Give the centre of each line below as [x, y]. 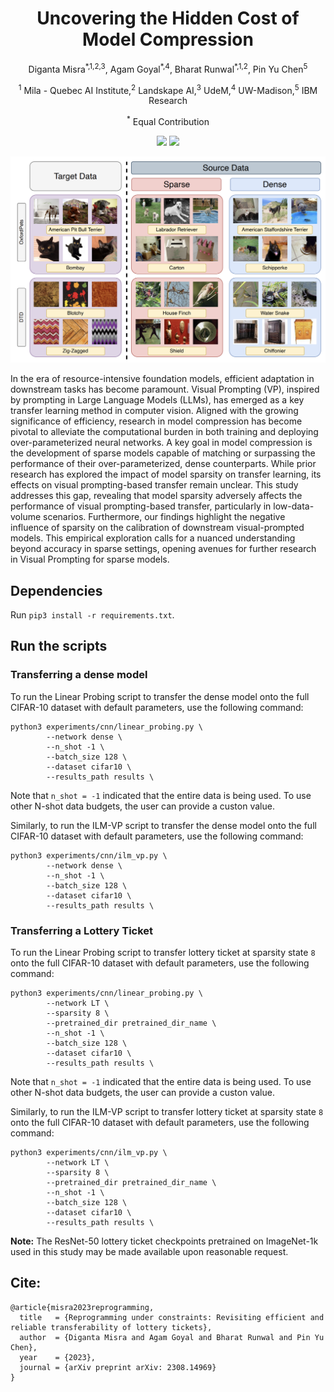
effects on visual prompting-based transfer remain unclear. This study [154, 485]
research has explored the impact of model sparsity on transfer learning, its [166, 474]
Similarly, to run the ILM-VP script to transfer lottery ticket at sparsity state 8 [167, 1111]
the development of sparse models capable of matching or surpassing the [163, 453]
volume [26, 517]
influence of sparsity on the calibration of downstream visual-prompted [157, 528]
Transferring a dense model [79, 675]
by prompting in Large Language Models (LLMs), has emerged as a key [157, 400]
